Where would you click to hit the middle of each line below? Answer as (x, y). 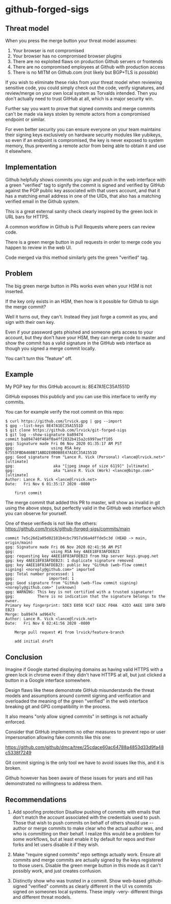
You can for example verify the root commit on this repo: (65, 412)
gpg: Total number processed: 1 (40, 574)
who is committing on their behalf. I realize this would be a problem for (87, 834)
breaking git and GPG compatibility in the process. (58, 707)
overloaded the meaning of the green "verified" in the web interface (77, 701)
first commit (28, 493)
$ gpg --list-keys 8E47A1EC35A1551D (44, 426)
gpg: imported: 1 (40, 579)
